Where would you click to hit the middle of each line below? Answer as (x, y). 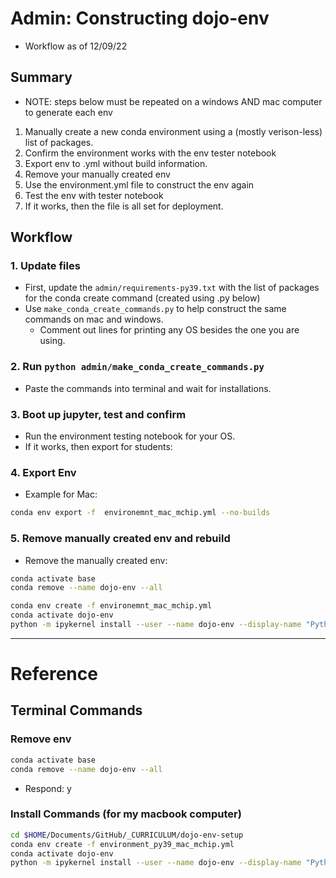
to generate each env (68, 112)
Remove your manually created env (97, 174)
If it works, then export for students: (98, 447)
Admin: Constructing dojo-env (140, 18)
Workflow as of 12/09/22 (76, 46)
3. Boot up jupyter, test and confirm (98, 414)
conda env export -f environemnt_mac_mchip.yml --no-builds (140, 513)
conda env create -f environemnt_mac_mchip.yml (111, 606)
